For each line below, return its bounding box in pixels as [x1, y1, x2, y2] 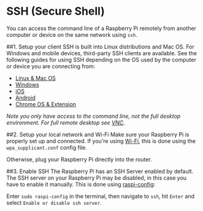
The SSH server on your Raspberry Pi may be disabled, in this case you [6, 174, 187, 182]
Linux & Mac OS [15, 74, 56, 82]
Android [15, 94, 36, 101]
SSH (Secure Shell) [6, 4, 105, 18]
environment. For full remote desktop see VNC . [6, 118, 126, 126]
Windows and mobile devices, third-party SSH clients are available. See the [6, 49, 197, 56]
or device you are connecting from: [6, 63, 96, 70]
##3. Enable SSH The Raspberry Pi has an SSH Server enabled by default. [6, 167, 194, 175]
